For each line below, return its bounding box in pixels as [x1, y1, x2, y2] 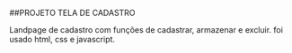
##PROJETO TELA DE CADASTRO [9, 8, 137, 18]
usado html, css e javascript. [9, 34, 115, 44]
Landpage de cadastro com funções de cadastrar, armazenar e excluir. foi [9, 25, 283, 34]
